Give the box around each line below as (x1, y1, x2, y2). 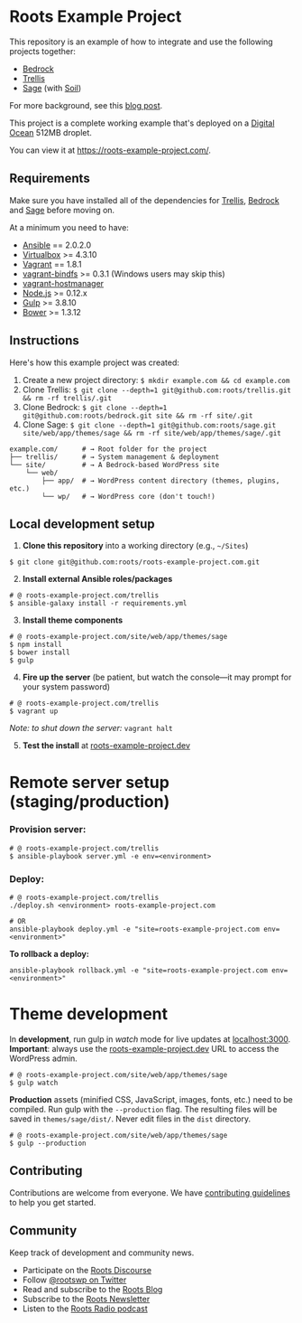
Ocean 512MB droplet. (9, 127, 93, 137)
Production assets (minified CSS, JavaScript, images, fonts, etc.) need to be (9, 1094, 293, 1105)
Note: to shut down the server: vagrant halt (9, 723, 173, 734)
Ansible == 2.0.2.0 (22, 239, 92, 250)
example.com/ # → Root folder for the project (9, 445, 207, 454)
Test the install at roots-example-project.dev (22, 740, 191, 751)
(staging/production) (9, 791, 170, 812)
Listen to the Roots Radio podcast (22, 1303, 149, 1314)
